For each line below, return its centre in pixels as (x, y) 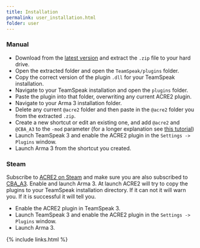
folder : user (23, 23)
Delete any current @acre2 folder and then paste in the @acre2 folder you (105, 109)
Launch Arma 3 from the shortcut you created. (73, 148)
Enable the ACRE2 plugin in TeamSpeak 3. (68, 208)
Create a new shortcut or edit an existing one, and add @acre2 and (97, 122)
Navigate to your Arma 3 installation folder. (68, 103)
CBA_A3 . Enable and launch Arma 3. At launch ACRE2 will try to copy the (97, 184)
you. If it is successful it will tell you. (51, 196)
